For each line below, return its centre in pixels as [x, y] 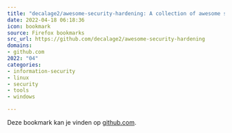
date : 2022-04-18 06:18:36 [46, 20]
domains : [20, 45]
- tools [18, 90]
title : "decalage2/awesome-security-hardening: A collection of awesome [114, 13]
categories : [24, 65]
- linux [18, 78]
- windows [21, 97]
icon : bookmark [29, 26]
